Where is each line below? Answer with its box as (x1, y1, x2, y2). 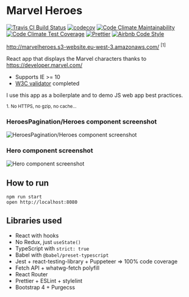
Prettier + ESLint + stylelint (15, 277, 83, 284)
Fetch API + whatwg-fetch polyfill (15, 264, 99, 271)
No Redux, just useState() (15, 238, 81, 245)
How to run (6, 178, 49, 188)
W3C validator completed (15, 80, 80, 87)
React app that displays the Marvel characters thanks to (6, 55, 147, 62)
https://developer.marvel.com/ (6, 61, 83, 69)
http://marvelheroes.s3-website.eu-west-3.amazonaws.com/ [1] (6, 42, 166, 51)
